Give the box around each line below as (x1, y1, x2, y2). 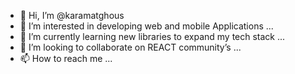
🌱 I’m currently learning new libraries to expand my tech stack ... (19, 31, 286, 42)
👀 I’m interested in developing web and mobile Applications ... (19, 20, 274, 32)
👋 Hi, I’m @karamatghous (19, 10, 125, 21)
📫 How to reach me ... (19, 53, 113, 64)
